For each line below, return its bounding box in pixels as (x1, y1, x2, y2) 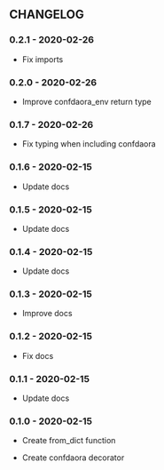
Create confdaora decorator (21, 452, 125, 463)
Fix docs (21, 350, 54, 361)
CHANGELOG (9, 7, 84, 22)
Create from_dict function (21, 435, 116, 446)
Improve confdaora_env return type (21, 96, 152, 107)
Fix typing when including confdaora (21, 139, 157, 149)
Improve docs (21, 308, 73, 319)
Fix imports (21, 53, 64, 65)
